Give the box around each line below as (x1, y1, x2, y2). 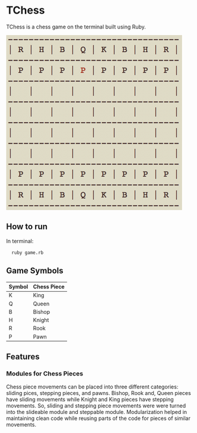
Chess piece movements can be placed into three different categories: (6, 383, 179, 390)
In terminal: (6, 237, 34, 244)
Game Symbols (6, 266, 63, 276)
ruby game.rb (11, 250, 44, 256)
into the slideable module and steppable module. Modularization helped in (6, 408, 188, 415)
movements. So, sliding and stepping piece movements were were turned (6, 402, 186, 409)
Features (6, 352, 40, 362)
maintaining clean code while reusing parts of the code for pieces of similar (6, 415, 191, 422)
